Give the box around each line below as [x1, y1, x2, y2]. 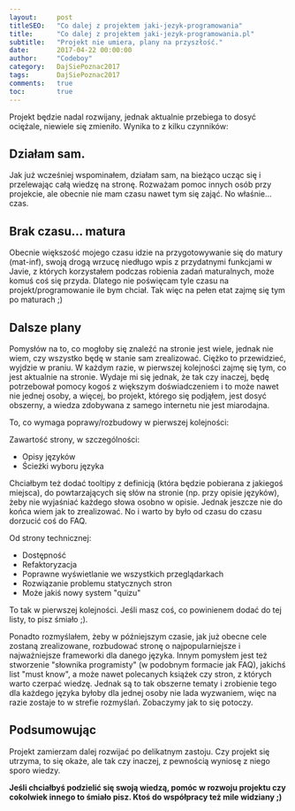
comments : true [9, 79, 73, 88]
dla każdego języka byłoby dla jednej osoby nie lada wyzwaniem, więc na [9, 687, 276, 698]
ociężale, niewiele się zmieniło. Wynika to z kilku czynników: [9, 120, 229, 131]
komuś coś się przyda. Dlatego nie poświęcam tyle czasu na [9, 275, 230, 286]
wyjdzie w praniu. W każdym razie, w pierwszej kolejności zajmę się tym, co [9, 362, 287, 373]
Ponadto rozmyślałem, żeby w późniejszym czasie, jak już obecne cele [9, 630, 268, 642]
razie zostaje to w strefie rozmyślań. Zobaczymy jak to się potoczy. [9, 697, 253, 707]
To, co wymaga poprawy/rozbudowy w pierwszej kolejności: [9, 417, 230, 428]
